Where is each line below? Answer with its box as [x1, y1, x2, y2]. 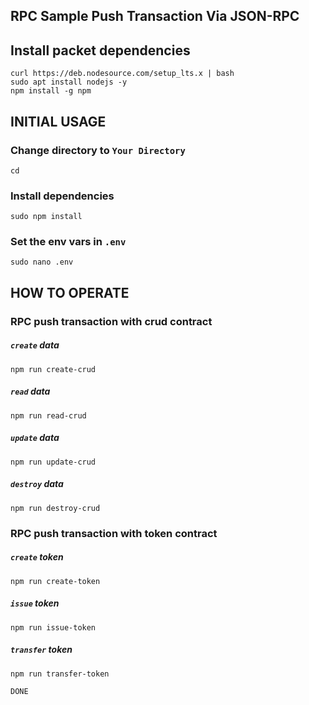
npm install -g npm [10, 86, 92, 96]
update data [10, 432, 60, 444]
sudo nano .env [10, 257, 74, 268]
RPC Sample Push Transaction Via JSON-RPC [10, 8, 300, 25]
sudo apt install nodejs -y [10, 77, 128, 88]
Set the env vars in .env [10, 235, 127, 249]
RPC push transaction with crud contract [10, 314, 213, 328]
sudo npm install [10, 212, 83, 222]
